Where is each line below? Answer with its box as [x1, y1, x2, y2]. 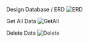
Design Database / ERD [6, 6, 65, 13]
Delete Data [6, 29, 36, 37]
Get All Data [6, 18, 37, 24]
